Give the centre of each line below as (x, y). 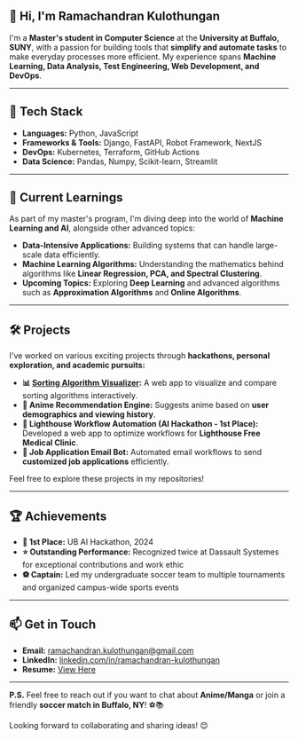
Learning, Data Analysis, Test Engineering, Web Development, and (134, 66)
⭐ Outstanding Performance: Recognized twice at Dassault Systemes (150, 552)
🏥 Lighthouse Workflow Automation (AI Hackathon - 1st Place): (140, 424)
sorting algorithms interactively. (80, 396)
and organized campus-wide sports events (101, 587)
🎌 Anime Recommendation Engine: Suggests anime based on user (145, 405)
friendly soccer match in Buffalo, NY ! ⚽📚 (86, 704)
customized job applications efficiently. (95, 461)
